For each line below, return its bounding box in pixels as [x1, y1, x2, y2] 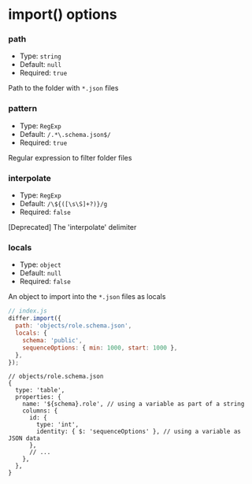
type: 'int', [36, 421, 80, 429]
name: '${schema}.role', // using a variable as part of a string [22, 400, 245, 408]
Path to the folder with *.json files [8, 83, 119, 93]
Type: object [19, 260, 61, 269]
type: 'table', [15, 386, 65, 394]
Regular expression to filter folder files [8, 153, 132, 162]
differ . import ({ [8, 315, 61, 323]
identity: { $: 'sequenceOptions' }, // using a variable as [36, 427, 242, 436]
